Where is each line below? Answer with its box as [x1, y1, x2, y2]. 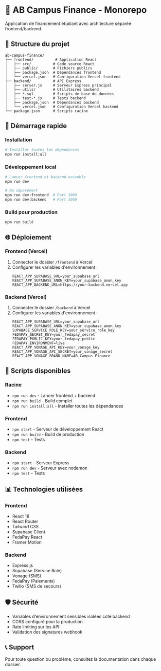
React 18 [12, 513, 30, 519]
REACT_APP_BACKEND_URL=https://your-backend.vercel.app [12, 282, 128, 287]
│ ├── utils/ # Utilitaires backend [5, 87, 99, 92]
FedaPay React [12, 534, 43, 540]
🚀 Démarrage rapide [5, 122, 67, 130]
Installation [5, 136, 33, 143]
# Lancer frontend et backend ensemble [5, 174, 86, 180]
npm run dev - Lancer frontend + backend [12, 392, 96, 398]
